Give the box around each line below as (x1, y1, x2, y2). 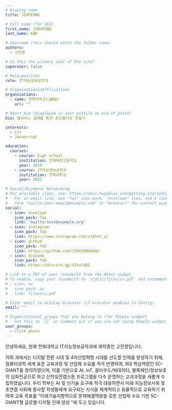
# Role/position (5, 73, 40, 79)
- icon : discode (10, 253, 45, 258)
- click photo (10, 328, 40, 334)
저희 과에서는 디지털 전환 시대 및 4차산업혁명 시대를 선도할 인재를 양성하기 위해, (5, 354, 164, 360)
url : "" (14, 102, 31, 107)
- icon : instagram (10, 224, 50, 230)
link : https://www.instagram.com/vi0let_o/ (14, 234, 109, 239)
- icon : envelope (10, 210, 47, 216)
